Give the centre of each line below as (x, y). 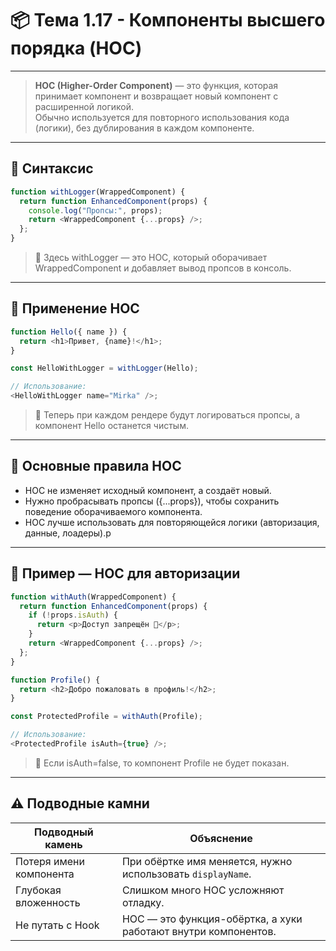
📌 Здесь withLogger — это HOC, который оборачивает (151, 257)
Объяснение (221, 838)
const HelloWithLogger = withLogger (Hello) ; (104, 368)
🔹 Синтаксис (52, 168)
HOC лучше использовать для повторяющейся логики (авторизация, (172, 522)
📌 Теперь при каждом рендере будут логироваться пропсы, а (167, 415)
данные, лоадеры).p (68, 533)
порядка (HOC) (76, 48)
